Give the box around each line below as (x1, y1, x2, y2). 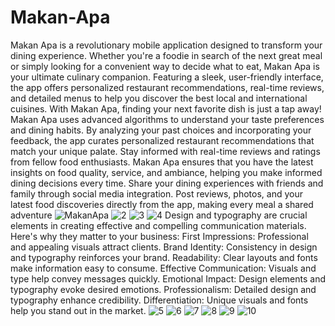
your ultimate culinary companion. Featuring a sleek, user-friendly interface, (10, 71, 324, 83)
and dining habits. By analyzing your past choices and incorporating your (10, 124, 312, 136)
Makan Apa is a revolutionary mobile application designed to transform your (10, 39, 323, 51)
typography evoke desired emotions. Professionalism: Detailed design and (10, 283, 317, 295)
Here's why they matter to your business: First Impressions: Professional (10, 230, 309, 242)
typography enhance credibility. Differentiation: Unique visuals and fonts (10, 294, 309, 306)
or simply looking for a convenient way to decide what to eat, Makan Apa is (10, 60, 320, 72)
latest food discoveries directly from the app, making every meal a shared (10, 198, 314, 210)
